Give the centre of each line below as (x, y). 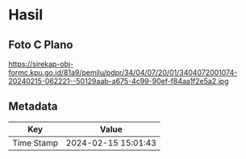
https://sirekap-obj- (41, 64)
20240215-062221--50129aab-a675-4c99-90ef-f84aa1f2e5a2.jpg (119, 81)
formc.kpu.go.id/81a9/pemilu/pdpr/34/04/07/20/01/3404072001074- (123, 73)
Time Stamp (35, 143)
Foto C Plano (41, 45)
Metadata (33, 107)
